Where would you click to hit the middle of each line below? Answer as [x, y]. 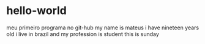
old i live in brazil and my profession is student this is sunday [83, 34]
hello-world [37, 11]
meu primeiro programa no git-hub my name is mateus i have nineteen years [103, 28]
